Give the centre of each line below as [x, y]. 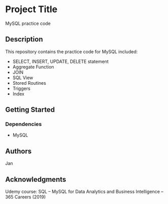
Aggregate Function [33, 66]
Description [24, 39]
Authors [18, 151]
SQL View [23, 78]
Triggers [21, 88]
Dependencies [24, 124]
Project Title [31, 9]
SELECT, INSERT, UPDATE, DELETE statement [60, 61]
